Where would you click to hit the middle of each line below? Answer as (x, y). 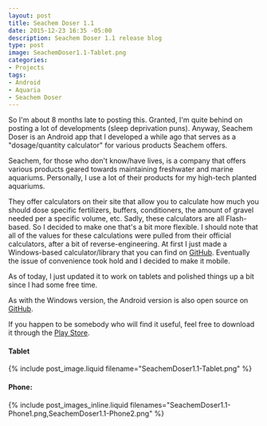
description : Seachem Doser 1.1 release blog (85, 38)
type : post (26, 45)
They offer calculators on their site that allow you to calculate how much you (133, 202)
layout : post (30, 16)
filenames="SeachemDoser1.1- (181, 404)
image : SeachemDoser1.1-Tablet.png (67, 53)
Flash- (236, 219)
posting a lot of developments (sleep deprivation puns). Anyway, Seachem (131, 128)
